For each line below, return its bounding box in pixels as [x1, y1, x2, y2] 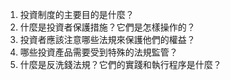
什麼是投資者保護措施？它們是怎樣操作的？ [19, 21, 196, 33]
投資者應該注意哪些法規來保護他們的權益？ [19, 34, 196, 45]
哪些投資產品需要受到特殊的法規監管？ [19, 46, 178, 58]
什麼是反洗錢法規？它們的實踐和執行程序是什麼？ [19, 59, 222, 70]
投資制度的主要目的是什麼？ [19, 9, 135, 20]
